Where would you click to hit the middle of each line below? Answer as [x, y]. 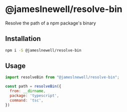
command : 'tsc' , [26, 100]
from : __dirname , [28, 91]
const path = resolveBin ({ [33, 86]
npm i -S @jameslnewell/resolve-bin [43, 50]
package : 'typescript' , [34, 96]
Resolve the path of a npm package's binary [51, 23]
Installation [23, 39]
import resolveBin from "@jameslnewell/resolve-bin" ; [62, 77]
